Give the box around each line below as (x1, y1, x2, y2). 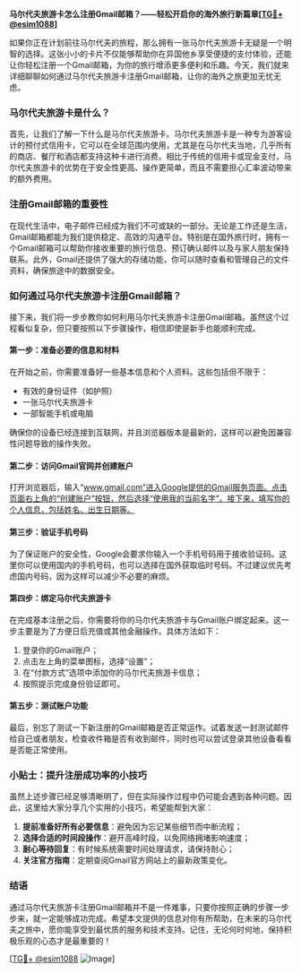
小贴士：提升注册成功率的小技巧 (9, 769, 148, 781)
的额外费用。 (9, 174, 56, 185)
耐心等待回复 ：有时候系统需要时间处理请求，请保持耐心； (21, 844, 235, 855)
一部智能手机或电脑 (21, 408, 94, 419)
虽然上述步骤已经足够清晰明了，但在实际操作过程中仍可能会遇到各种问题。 (9, 791, 284, 802)
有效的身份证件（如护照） (21, 385, 117, 397)
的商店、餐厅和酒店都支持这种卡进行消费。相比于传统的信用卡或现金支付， (9, 151, 284, 162)
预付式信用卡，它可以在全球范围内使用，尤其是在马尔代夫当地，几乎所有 (24, 140, 292, 151)
